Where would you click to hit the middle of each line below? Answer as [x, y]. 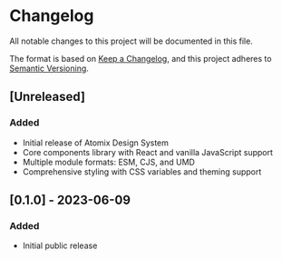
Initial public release [60, 245]
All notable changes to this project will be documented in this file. [131, 41]
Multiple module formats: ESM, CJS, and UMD [108, 162]
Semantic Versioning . [49, 68]
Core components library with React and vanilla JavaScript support [148, 152]
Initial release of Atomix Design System [96, 143]
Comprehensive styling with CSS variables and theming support [142, 171]
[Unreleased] [48, 97]
